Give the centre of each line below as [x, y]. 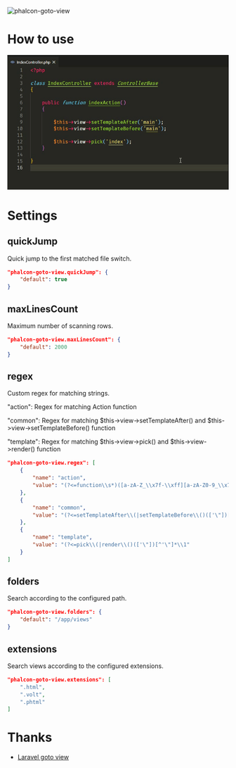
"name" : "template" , [63, 537]
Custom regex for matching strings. [59, 394]
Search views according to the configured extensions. [85, 666]
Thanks [30, 737]
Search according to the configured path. [67, 598]
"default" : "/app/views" [56, 619]
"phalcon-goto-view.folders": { [54, 612]
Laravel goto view [43, 757]
